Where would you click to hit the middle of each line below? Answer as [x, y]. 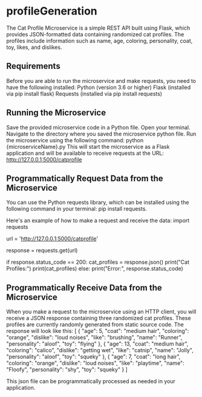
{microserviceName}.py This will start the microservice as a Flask [88, 146]
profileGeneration [52, 11]
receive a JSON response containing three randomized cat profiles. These [99, 318]
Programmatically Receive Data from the [84, 288]
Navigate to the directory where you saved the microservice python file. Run [101, 134]
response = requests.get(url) [42, 251]
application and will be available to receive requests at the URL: [85, 153]
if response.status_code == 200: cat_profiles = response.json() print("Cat [98, 262]
